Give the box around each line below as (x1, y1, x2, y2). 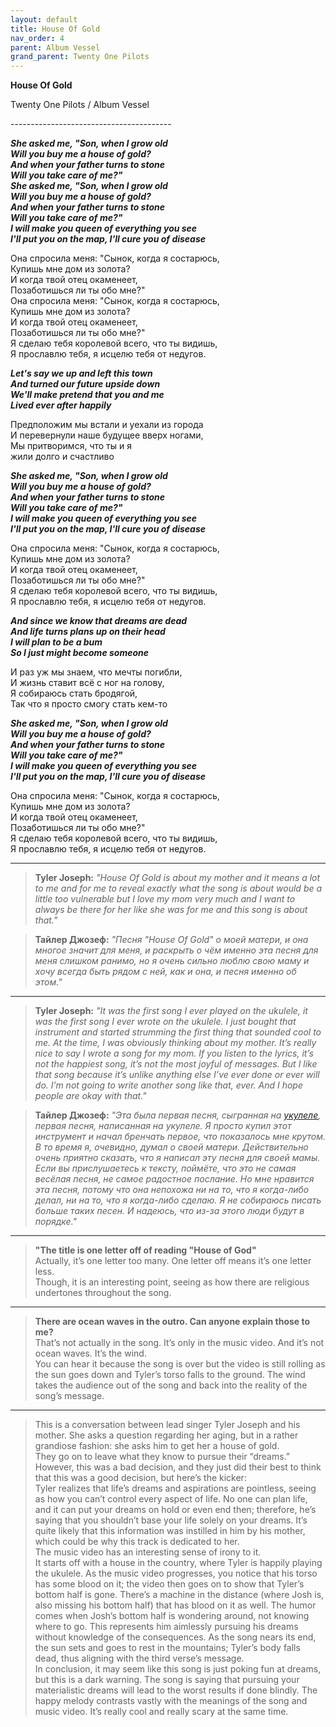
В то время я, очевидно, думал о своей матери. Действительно (34, 1141, 309, 1153)
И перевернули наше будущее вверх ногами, (10, 429, 204, 441)
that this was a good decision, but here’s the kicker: (34, 1472, 247, 1484)
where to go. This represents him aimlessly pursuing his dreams (34, 1621, 299, 1633)
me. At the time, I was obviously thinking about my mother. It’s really (34, 1037, 317, 1049)
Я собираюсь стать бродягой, (10, 687, 138, 700)
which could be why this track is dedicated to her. (34, 1536, 240, 1548)
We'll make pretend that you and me (10, 389, 165, 401)
